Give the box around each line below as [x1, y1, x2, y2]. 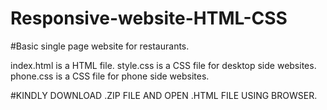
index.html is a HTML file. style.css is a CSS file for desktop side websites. [10, 59, 317, 71]
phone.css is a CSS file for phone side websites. [10, 70, 210, 82]
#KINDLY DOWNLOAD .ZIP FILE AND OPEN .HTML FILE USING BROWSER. [10, 89, 318, 101]
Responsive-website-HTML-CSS [10, 7, 288, 30]
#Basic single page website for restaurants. [10, 40, 190, 52]
